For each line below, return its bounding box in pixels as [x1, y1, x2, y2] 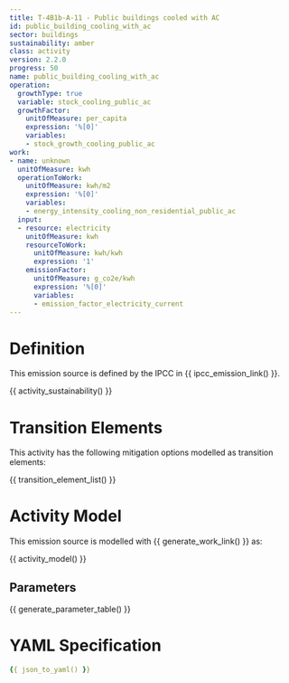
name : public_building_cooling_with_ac [9, 72, 160, 81]
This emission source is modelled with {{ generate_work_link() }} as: [9, 536, 263, 547]
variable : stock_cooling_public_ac [17, 97, 152, 107]
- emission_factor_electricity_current [33, 299, 183, 308]
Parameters [9, 580, 77, 595]
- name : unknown [9, 156, 70, 166]
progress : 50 [9, 64, 59, 73]
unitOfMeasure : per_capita [25, 114, 127, 123]
